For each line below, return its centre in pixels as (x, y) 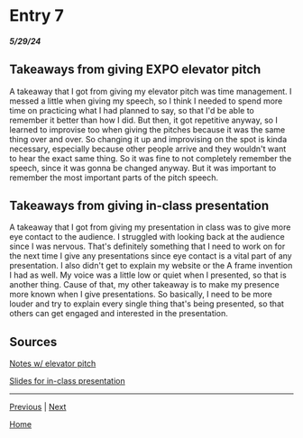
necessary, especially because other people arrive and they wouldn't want (148, 149)
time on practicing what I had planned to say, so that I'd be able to (132, 110)
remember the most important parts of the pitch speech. (114, 178)
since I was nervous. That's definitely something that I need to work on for (147, 246)
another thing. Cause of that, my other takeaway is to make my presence (144, 285)
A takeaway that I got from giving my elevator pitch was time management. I (151, 91)
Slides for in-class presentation (68, 381)
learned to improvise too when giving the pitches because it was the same (147, 129)
